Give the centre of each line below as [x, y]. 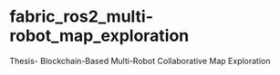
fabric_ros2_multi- [81, 17]
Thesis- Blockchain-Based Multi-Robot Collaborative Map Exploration [140, 61]
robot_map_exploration [99, 36]
